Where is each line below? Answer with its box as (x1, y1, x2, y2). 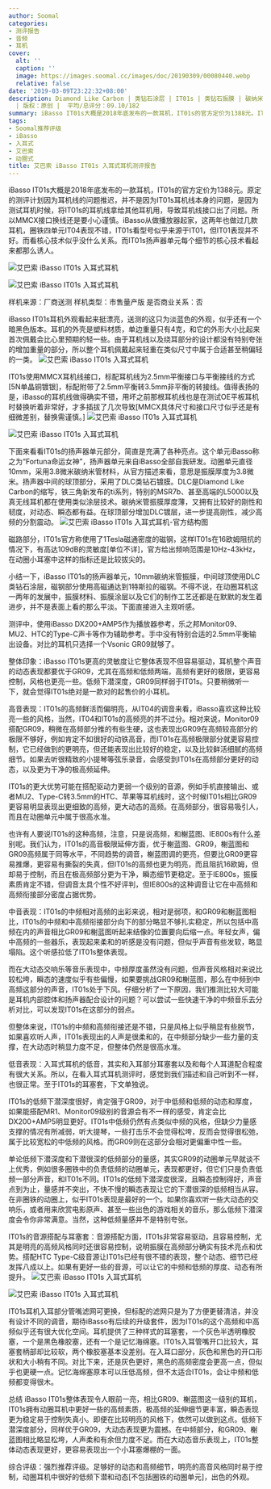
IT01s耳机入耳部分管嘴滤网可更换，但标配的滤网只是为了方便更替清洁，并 (8, 1307, 252, 1316)
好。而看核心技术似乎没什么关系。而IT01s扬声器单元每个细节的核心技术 (8, 236, 245, 245)
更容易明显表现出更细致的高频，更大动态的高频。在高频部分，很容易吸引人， (8, 802, 263, 812)
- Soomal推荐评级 (8, 124, 62, 132)
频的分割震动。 (8, 518, 58, 527)
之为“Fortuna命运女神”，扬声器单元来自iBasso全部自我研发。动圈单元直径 (8, 457, 253, 467)
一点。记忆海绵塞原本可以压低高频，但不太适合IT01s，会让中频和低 (35, 1367, 260, 1377)
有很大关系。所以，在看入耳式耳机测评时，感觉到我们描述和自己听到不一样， (8, 1069, 263, 1079)
